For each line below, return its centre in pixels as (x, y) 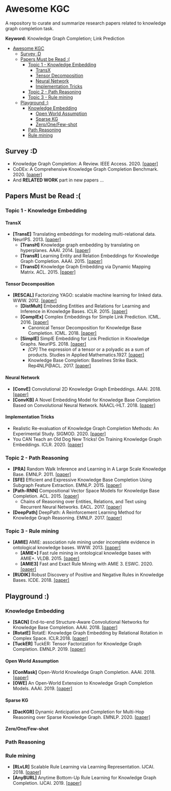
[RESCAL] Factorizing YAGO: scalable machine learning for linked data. (88, 295)
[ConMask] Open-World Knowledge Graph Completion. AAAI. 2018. (84, 672)
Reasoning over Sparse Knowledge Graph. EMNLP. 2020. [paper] (81, 717)
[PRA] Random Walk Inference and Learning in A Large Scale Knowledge (89, 469)
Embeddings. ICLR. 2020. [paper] (48, 444)
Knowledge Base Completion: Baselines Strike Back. (83, 360)
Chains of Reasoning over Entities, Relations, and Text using (83, 502)
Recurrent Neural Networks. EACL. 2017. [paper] (71, 507)
